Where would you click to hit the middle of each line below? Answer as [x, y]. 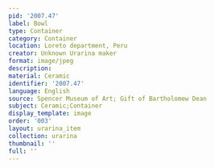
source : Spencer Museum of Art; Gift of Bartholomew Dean [107, 99]
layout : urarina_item [45, 128]
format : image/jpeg [41, 61]
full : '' [23, 151]
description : [30, 69]
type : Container [35, 31]
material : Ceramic [39, 76]
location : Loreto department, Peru [68, 46]
